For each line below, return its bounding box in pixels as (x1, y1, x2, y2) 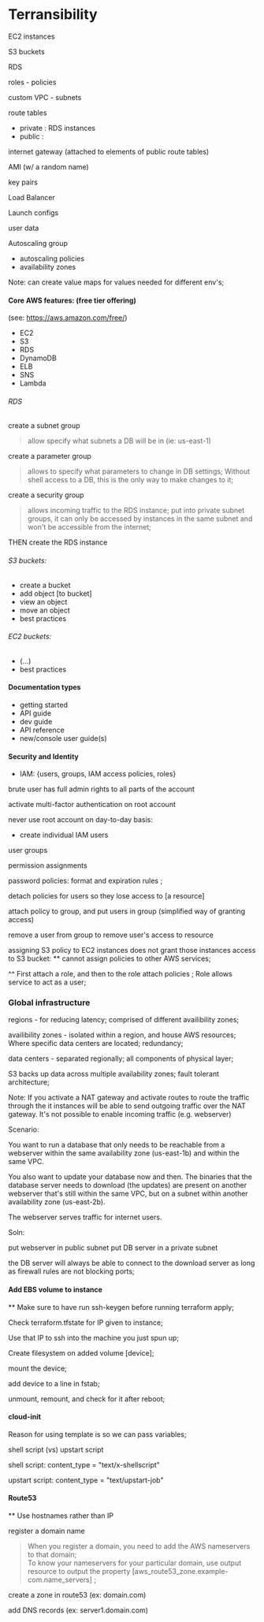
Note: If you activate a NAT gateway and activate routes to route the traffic (8, 1093, 250, 1103)
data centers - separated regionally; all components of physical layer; (8, 1054, 234, 1063)
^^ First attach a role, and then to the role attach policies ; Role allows (8, 969, 232, 979)
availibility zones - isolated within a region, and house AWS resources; (8, 1030, 236, 1040)
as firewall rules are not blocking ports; (8, 1267, 136, 1276)
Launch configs (8, 207, 59, 218)
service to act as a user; (8, 977, 87, 987)
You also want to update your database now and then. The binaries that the (8, 1172, 252, 1181)
